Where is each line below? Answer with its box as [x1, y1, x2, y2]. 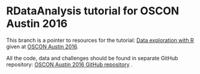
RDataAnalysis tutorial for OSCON [6, 4, 180, 18]
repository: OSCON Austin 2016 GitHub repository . [6, 61, 133, 68]
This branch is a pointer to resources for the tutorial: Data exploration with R [6, 36, 194, 44]
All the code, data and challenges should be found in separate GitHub [6, 54, 178, 61]
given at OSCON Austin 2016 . [6, 43, 79, 50]
